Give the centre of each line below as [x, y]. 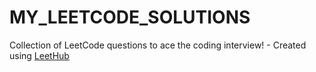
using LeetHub [39, 55]
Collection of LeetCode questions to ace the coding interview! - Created [158, 45]
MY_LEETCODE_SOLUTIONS [130, 17]
